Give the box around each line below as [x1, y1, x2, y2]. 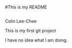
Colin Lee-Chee [5, 18, 37, 24]
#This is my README [5, 4, 47, 10]
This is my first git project [5, 28, 56, 34]
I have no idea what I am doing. [5, 37, 68, 43]
